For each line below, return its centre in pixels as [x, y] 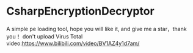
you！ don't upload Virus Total [45, 36]
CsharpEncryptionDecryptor [80, 11]
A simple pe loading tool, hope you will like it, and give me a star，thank [97, 29]
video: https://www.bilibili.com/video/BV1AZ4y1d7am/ [73, 43]
